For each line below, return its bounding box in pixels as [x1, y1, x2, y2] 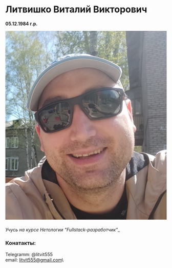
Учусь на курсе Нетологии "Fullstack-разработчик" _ [5, 227, 120, 233]
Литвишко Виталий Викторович [5, 4, 147, 15]
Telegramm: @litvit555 [5, 251, 53, 257]
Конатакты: [5, 240, 36, 247]
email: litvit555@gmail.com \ [5, 257, 64, 263]
